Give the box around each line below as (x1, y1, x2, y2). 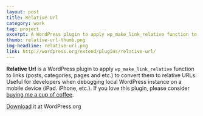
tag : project (6, 26, 40, 32)
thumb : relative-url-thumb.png (6, 37, 86, 43)
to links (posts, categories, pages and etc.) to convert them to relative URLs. (6, 71, 197, 79)
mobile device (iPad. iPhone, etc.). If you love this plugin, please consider (6, 84, 190, 92)
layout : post (6, 9, 40, 15)
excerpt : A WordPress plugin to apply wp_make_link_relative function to (6, 32, 198, 38)
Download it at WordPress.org (6, 103, 81, 110)
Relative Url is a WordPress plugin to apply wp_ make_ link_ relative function (6, 65, 194, 72)
